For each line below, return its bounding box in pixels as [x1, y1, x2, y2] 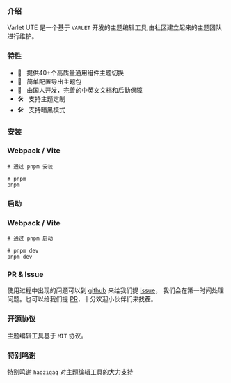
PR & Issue [7, 269, 44, 279]
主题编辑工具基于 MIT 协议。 [7, 331, 88, 340]
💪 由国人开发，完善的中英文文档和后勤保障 [17, 86, 143, 94]
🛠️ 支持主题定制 [17, 94, 66, 103]
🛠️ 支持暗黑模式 [17, 105, 66, 114]
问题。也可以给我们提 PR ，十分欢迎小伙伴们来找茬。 [7, 295, 157, 303]
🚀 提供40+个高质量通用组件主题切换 [17, 68, 124, 77]
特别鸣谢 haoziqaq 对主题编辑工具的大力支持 [7, 368, 134, 376]
